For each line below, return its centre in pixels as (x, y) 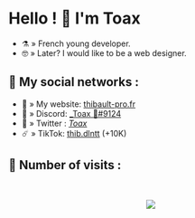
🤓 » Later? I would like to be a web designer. (104, 52)
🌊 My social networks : (74, 82)
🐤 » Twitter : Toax (54, 123)
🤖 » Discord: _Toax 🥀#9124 (71, 113)
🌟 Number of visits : (65, 165)
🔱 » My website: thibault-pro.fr (79, 104)
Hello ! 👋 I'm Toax (74, 19)
